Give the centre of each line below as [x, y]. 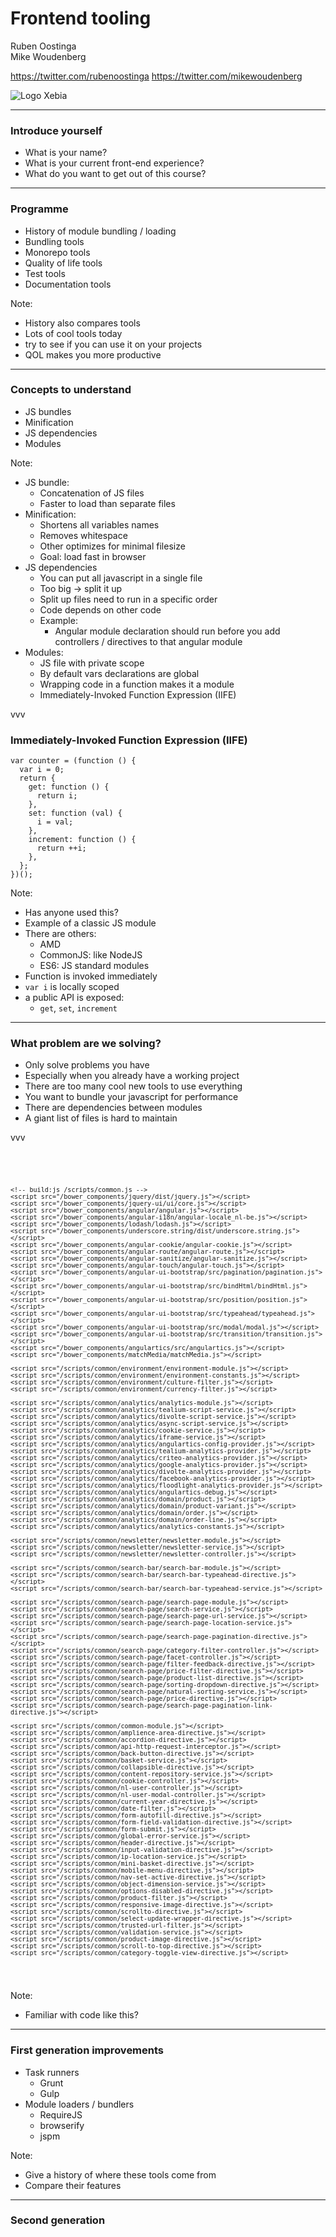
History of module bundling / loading [100, 231]
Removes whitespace [83, 535]
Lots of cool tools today [73, 333]
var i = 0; [42, 770]
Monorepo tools [57, 252]
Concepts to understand [71, 390]
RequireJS [61, 2114]
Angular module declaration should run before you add [167, 631]
